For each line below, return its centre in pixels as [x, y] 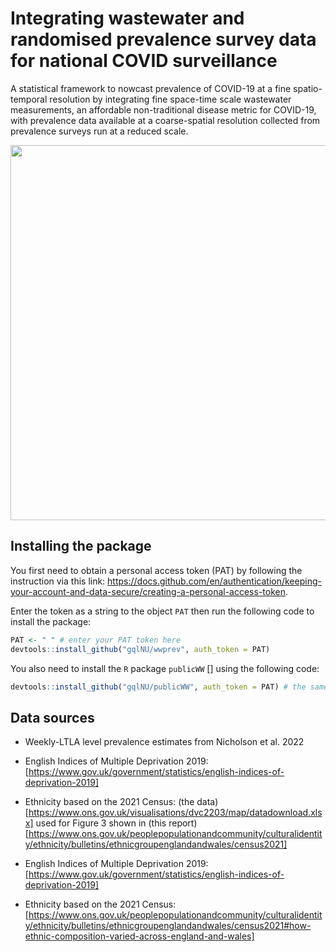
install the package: [51, 621]
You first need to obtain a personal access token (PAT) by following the [156, 570]
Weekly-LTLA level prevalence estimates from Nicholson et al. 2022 [164, 742]
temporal [29, 99]
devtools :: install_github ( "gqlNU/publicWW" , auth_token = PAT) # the [158, 687]
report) [183, 823]
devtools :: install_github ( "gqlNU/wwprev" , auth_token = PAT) [140, 649]
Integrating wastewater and [127, 18]
